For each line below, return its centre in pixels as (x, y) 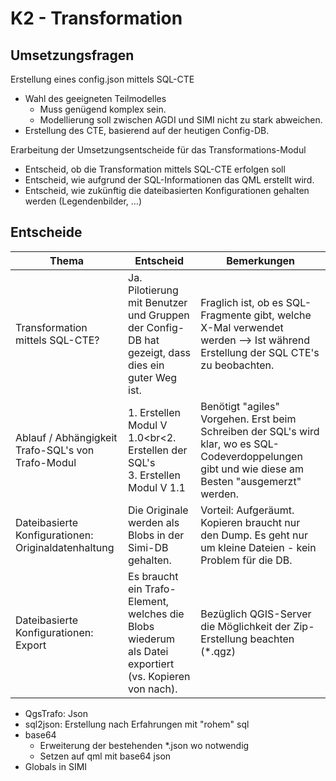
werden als (154, 522)
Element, (149, 601)
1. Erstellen (155, 412)
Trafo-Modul (46, 462)
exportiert (151, 664)
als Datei (148, 651)
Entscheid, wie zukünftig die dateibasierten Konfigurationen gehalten (167, 190)
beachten (272, 639)
